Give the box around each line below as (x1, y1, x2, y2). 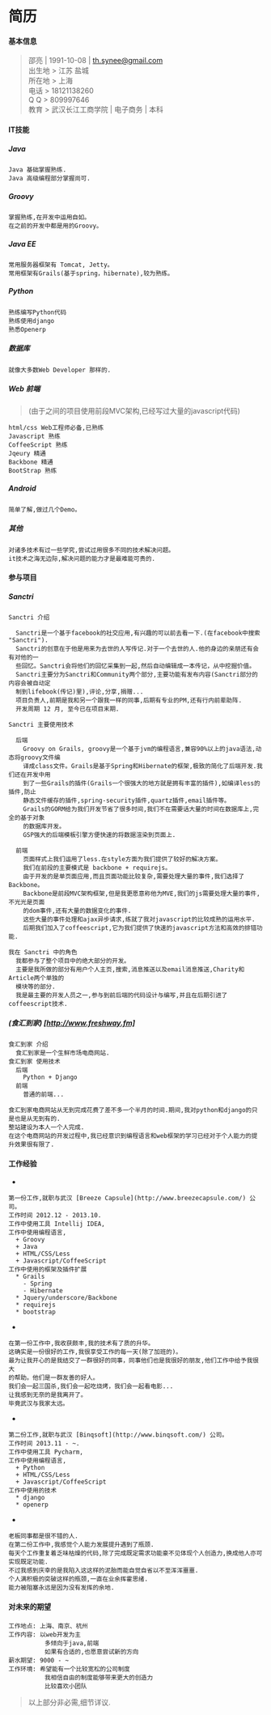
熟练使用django (8, 316, 55, 325)
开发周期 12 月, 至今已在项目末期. (15, 705, 120, 713)
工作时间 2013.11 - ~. (8, 1440, 80, 1448)
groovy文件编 (19, 753, 61, 762)
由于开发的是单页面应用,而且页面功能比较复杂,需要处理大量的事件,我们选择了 (23, 872, 245, 881)
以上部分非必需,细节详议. (28, 1697, 111, 1707)
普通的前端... (23, 1090, 65, 1099)
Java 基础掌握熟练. (8, 165, 67, 174)
